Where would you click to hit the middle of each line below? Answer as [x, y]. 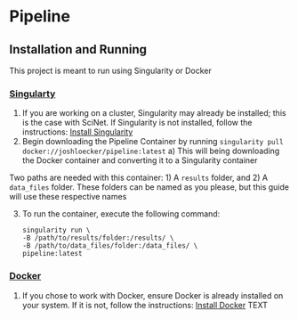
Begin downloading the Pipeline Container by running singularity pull [153, 142]
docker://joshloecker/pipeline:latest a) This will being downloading [151, 151]
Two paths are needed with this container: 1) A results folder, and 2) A [139, 178]
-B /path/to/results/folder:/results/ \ [98, 238]
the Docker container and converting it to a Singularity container [140, 160]
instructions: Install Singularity [77, 132]
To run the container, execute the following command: [121, 214]
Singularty [32, 94]
